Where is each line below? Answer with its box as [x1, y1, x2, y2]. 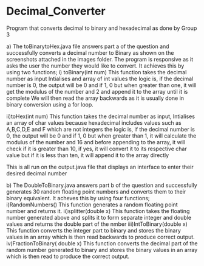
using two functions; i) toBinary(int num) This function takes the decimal [6, 68, 187, 75]
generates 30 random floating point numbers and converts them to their [6, 187, 186, 195]
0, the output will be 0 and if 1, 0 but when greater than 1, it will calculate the [6, 132, 197, 139]
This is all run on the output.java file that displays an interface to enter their [6, 163, 194, 170]
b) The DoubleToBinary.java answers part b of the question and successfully [6, 181, 197, 189]
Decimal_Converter [6, 4, 106, 18]
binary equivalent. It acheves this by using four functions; [6, 194, 150, 201]
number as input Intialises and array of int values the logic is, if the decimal [6, 75, 194, 82]
